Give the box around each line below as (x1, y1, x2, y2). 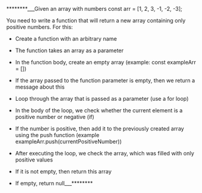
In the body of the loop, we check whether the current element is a (15, 107, 183, 114)
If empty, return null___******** (15, 180, 93, 187)
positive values (15, 156, 54, 163)
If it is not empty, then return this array (15, 168, 112, 175)
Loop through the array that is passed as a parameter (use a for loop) (15, 95, 189, 102)
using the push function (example (15, 132, 100, 138)
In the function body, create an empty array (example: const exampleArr (15, 59, 197, 66)
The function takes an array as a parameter (15, 47, 124, 54)
